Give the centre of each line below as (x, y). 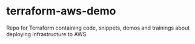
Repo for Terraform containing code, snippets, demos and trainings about (98, 28)
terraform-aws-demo (61, 11)
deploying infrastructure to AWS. (47, 34)
